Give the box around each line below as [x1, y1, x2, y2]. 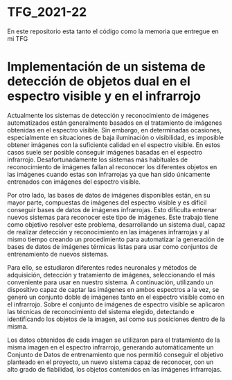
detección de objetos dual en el [7, 74, 190, 89]
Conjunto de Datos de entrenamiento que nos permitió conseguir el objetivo [7, 350, 224, 359]
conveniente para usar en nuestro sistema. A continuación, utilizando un [7, 278, 213, 286]
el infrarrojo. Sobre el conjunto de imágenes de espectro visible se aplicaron [7, 300, 225, 309]
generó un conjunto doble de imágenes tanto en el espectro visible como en [7, 293, 225, 301]
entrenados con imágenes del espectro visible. [7, 178, 141, 186]
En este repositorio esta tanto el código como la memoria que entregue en [7, 27, 220, 35]
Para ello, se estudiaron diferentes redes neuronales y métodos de [7, 263, 197, 271]
